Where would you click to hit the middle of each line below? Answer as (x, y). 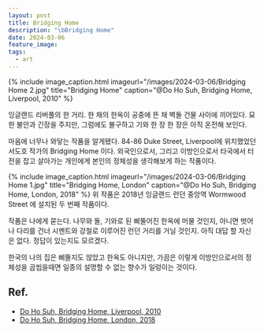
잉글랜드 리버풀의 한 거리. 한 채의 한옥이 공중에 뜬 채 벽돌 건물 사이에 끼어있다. (128, 114)
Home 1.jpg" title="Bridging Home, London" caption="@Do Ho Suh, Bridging (132, 185)
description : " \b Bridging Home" (61, 30)
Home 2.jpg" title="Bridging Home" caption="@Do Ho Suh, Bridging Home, (130, 90)
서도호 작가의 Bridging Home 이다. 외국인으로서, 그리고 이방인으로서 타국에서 (127, 151)
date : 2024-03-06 (37, 37)
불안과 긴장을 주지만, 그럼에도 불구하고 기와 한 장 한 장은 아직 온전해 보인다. (132, 124)
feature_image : (33, 45)
